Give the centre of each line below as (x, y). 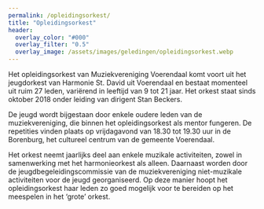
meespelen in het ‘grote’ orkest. (59, 196)
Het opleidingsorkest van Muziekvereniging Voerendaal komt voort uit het (127, 74)
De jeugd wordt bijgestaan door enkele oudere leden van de (105, 114)
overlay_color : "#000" (52, 37)
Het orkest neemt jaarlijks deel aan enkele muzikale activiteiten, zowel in (125, 155)
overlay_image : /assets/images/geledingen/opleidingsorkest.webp (125, 52)
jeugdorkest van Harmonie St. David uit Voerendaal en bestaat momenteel (128, 82)
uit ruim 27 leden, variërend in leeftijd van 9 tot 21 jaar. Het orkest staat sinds (132, 91)
